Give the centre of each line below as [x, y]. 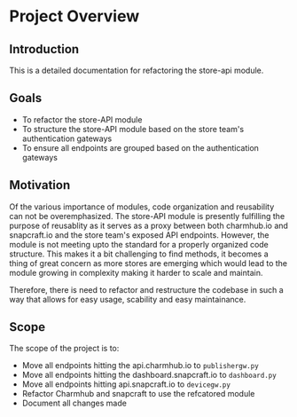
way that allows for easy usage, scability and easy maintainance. [128, 299]
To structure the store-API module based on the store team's [133, 129]
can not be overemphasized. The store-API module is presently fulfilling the [147, 216]
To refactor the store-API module [82, 119]
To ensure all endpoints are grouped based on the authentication [141, 147]
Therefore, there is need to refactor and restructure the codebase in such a [146, 289]
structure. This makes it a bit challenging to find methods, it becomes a [139, 254]
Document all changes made [74, 403]
